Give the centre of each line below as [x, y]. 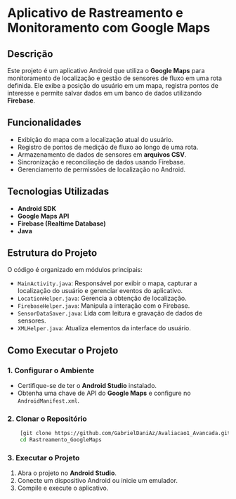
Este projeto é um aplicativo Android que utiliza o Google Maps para [106, 71]
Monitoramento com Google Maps [109, 28]
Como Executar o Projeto [63, 350]
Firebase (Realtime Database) [62, 223]
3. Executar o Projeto [44, 458]
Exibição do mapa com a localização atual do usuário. [95, 139]
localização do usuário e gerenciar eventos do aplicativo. [100, 291]
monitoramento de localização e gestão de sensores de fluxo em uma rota [115, 78]
